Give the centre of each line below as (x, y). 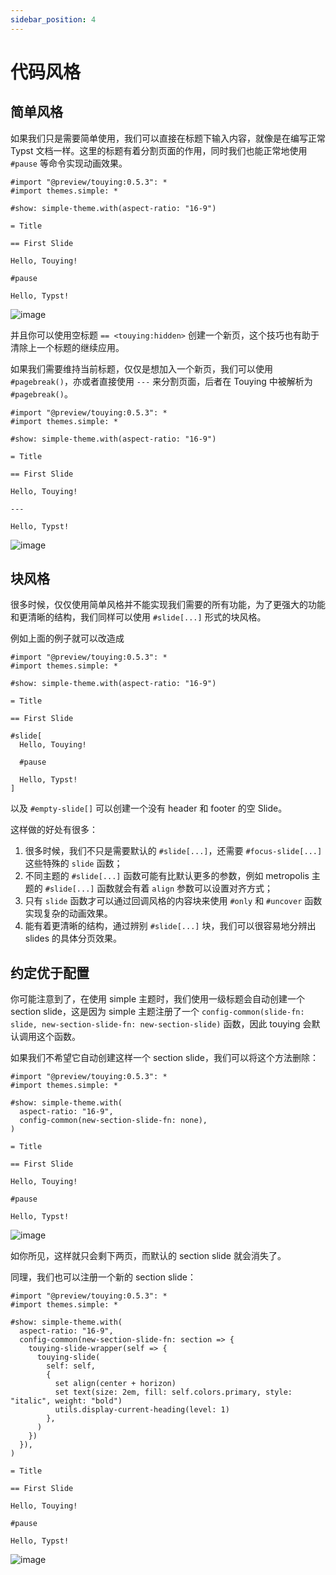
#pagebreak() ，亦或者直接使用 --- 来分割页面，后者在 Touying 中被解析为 (161, 381)
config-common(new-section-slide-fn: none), (113, 1121)
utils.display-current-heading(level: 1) (142, 1410)
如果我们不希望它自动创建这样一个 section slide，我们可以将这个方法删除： (164, 1058)
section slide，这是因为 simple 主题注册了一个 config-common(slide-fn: (157, 1012)
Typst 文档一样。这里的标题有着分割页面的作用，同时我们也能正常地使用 (159, 150)
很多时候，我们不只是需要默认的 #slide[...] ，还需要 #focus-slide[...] (173, 851)
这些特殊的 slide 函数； (73, 863)
